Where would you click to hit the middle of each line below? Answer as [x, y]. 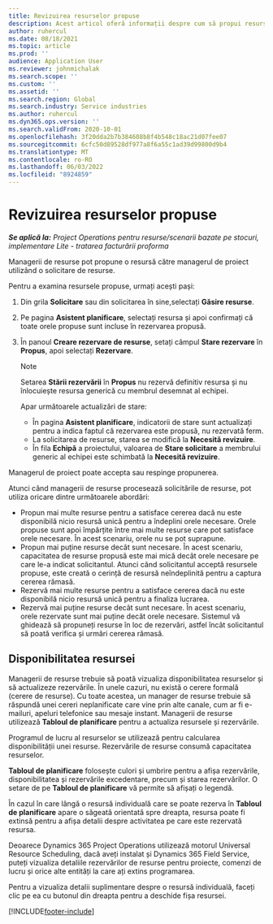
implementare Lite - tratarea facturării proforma [89, 245]
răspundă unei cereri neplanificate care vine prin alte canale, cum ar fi [126, 705]
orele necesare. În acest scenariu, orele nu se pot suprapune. [123, 538]
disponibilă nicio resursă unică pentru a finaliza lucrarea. [115, 599]
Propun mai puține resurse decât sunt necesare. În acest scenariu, [131, 547]
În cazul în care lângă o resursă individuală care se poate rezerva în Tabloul [135, 803]
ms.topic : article [39, 46]
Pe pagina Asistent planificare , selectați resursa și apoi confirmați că [136, 317]
